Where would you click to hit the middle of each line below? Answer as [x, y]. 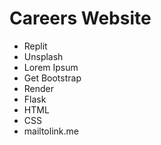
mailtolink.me [51, 131]
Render [39, 88]
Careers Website [80, 18]
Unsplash [43, 56]
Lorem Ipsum [51, 67]
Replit [35, 46]
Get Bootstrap [52, 78]
